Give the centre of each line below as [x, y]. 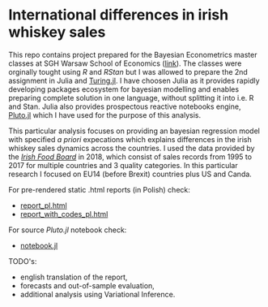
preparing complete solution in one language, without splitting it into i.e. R [131, 97]
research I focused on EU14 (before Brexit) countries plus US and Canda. [130, 174]
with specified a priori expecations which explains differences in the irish [130, 139]
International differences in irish [119, 15]
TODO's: [23, 261]
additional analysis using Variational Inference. [98, 294]
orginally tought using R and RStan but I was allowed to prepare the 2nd [128, 71]
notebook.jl [39, 245]
